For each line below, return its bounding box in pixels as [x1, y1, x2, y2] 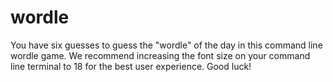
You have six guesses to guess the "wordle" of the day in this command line [10, 39, 323, 51]
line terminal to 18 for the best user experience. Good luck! [10, 60, 252, 72]
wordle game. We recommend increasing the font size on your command [10, 49, 311, 61]
